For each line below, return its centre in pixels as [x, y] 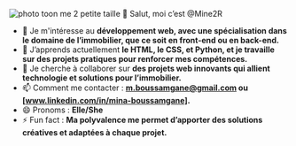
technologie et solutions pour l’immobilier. [101, 78]
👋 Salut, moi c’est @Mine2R [173, 14]
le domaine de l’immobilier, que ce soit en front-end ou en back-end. [150, 40]
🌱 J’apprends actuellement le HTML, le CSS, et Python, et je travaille [148, 50]
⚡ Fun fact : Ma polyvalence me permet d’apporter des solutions [142, 120]
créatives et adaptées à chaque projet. [94, 132]
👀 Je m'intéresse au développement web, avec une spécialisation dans [155, 31]
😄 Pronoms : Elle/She [62, 110]
